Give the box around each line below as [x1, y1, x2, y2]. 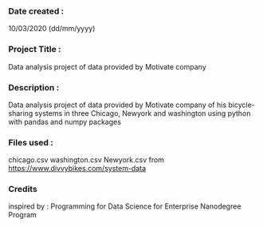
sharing [8, 108, 33, 117]
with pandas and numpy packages [8, 117, 122, 126]
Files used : [8, 137, 53, 148]
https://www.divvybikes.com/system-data [8, 164, 147, 173]
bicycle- [228, 100, 255, 110]
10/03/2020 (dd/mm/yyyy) [8, 24, 96, 34]
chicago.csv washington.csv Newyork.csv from [8, 155, 165, 165]
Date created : [8, 6, 65, 17]
